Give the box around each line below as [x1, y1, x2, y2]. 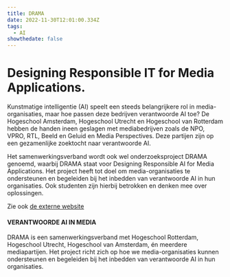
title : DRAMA [7, 10, 45, 17]
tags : [7, 23, 23, 30]
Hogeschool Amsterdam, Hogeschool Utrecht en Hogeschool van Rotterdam [7, 118, 223, 126]
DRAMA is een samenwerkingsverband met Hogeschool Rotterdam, [7, 233, 199, 241]
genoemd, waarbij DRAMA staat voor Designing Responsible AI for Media [7, 159, 215, 168]
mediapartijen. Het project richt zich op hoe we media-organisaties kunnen [7, 248, 220, 256]
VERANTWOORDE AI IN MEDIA [7, 218, 97, 226]
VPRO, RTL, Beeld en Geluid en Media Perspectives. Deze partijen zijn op [7, 132, 214, 140]
